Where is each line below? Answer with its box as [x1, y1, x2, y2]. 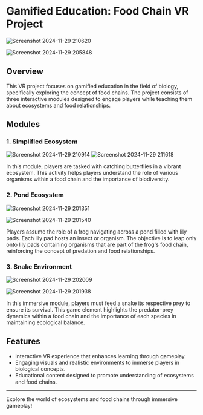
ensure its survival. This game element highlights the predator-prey [6, 306, 174, 313]
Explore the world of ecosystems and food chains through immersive [6, 395, 178, 403]
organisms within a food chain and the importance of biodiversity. [6, 175, 170, 183]
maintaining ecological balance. [6, 319, 86, 326]
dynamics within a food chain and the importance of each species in [6, 313, 176, 320]
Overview [6, 67, 44, 77]
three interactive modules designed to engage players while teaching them [6, 95, 192, 102]
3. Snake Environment [6, 262, 72, 270]
